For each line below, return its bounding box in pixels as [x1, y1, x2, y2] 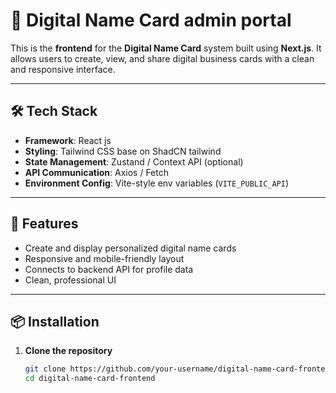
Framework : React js [24, 134, 112, 146]
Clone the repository [24, 345, 113, 357]
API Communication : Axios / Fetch [24, 166, 169, 178]
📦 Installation [10, 313, 100, 330]
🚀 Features [10, 215, 79, 233]
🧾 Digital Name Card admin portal [10, 9, 292, 32]
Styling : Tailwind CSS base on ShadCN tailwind [24, 145, 222, 157]
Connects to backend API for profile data [24, 263, 194, 275]
